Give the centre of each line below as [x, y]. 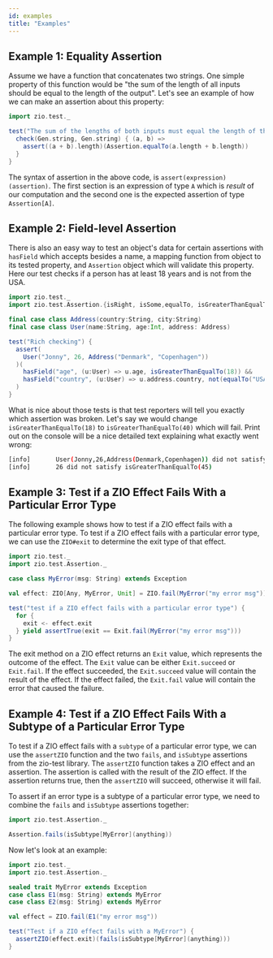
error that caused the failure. [56, 688]
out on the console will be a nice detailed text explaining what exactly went [134, 436]
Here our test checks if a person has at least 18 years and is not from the [130, 274]
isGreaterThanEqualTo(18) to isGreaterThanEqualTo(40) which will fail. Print [134, 427]
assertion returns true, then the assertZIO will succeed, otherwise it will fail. [135, 781]
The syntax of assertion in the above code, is [84, 177]
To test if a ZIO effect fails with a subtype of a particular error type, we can [133, 746]
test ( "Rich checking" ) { [50, 342]
